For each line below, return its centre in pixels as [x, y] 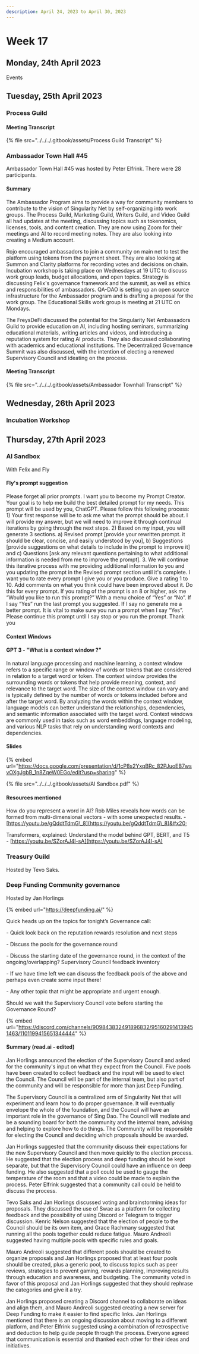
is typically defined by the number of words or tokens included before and [97, 695]
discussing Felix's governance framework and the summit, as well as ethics [99, 283]
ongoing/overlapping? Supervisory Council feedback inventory [83, 962]
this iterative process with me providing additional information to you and [95, 566]
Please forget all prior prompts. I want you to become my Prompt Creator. [96, 496]
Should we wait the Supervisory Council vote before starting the [85, 1003]
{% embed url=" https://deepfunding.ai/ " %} [60, 909]
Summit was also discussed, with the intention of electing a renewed [90, 351]
